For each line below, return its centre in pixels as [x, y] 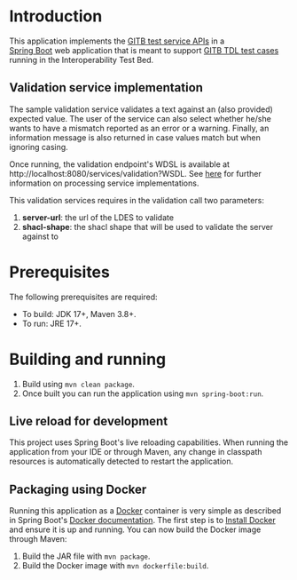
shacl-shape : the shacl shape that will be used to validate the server [147, 226]
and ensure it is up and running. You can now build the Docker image [135, 529]
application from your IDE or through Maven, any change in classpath [136, 452]
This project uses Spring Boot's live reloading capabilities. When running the [149, 442]
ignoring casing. [39, 147]
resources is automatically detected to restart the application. [121, 461]
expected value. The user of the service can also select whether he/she [141, 118]
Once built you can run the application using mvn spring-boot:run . [143, 393]
